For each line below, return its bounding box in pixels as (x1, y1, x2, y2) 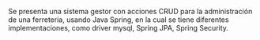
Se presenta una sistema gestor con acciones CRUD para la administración (8, 7, 253, 16)
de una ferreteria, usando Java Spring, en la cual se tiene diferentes (8, 15, 229, 24)
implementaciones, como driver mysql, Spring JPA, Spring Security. (8, 24, 229, 32)
